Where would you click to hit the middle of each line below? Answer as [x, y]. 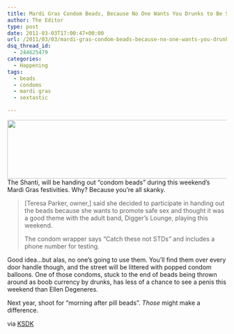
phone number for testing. [62, 246]
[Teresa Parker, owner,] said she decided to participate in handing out [124, 203]
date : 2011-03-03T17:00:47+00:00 [56, 33]
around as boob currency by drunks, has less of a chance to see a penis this [117, 282]
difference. [23, 310]
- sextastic [31, 98]
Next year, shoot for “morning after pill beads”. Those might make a [104, 303]
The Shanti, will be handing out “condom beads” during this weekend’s [109, 182]
